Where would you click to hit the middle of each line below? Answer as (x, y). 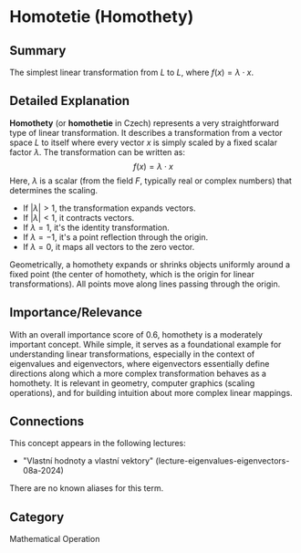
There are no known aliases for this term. (87, 488)
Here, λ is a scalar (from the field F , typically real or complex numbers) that (150, 181)
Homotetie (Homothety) (102, 17)
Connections (47, 422)
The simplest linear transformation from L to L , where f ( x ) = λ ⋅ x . (131, 72)
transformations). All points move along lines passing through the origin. (145, 284)
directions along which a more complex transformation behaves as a (138, 373)
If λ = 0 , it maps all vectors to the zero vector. (109, 246)
